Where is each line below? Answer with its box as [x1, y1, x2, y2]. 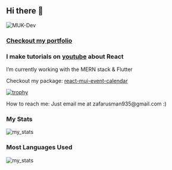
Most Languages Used [6, 143, 73, 152]
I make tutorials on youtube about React [6, 52, 124, 60]
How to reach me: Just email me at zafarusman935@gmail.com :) [6, 100, 167, 107]
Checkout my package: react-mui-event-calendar [6, 78, 128, 85]
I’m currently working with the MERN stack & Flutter [6, 66, 133, 73]
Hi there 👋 [6, 6, 43, 16]
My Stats [6, 115, 33, 123]
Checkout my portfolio [6, 36, 73, 44]
